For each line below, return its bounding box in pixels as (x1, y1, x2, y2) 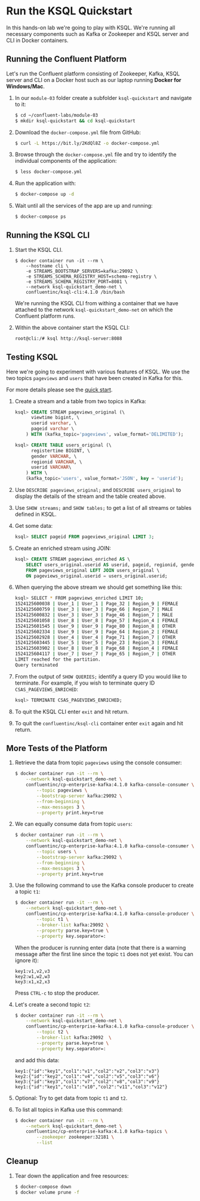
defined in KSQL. (14, 510, 57, 518)
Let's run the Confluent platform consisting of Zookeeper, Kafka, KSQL (6, 70, 180, 77)
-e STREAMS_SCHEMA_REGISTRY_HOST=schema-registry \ (26, 273, 157, 279)
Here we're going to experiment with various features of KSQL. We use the (6, 368, 190, 375)
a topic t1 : (14, 888, 41, 895)
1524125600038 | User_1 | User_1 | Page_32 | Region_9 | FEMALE (14, 601, 179, 607)
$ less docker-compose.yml (14, 169, 82, 175)
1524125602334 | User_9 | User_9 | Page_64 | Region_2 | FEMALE (14, 628, 179, 635)
